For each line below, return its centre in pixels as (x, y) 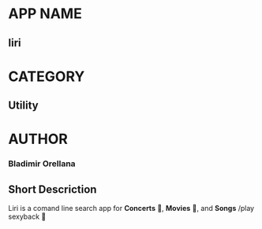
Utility (23, 106)
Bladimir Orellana (42, 164)
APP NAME (45, 14)
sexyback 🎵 (27, 216)
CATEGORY (47, 76)
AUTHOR (38, 139)
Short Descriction (52, 189)
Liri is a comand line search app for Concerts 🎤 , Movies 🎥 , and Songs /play (131, 209)
